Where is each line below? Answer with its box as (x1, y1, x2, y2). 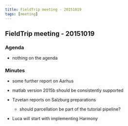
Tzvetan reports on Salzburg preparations (12, 97, 96, 103)
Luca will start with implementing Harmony (12, 116, 98, 122)
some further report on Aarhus (12, 78, 74, 84)
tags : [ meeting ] (5, 12, 38, 16)
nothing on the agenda (12, 55, 58, 61)
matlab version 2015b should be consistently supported (12, 88, 124, 94)
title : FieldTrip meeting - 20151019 (5, 7, 82, 12)
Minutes (5, 67, 25, 74)
